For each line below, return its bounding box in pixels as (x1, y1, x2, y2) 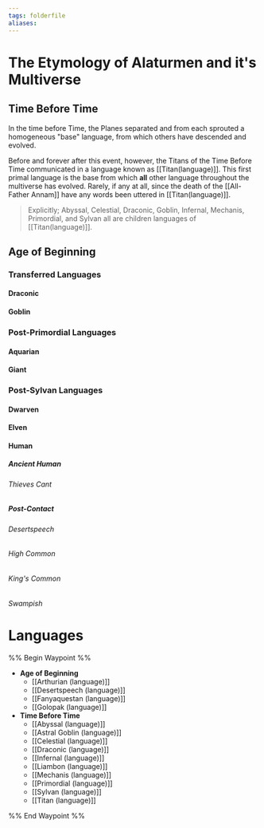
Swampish (8, 598, 43, 608)
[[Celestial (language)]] (31, 735, 108, 746)
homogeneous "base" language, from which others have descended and (8, 132, 247, 141)
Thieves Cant (8, 479, 52, 489)
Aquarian (8, 346, 40, 356)
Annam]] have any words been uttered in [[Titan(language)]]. (31, 189, 231, 199)
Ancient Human (8, 459, 62, 469)
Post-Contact (8, 504, 54, 514)
